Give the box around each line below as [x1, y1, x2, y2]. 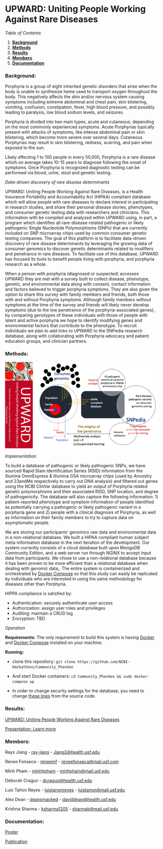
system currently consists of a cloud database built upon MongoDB [5, 545, 140, 551]
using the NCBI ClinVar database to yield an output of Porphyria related [5, 483, 147, 489]
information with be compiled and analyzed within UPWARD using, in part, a [5, 215, 157, 221]
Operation [5, 625, 25, 631]
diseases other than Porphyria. [5, 581, 67, 587]
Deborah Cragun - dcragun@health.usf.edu [5, 777, 92, 783]
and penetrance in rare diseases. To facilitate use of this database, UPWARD [5, 251, 159, 257]
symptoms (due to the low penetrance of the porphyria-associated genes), [5, 307, 155, 313]
